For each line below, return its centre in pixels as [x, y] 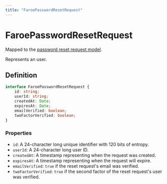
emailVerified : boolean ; [41, 111]
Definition [21, 75]
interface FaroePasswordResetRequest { [47, 87]
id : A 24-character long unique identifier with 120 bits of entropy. [81, 144]
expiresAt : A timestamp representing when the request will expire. [82, 161]
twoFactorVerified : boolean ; [45, 115]
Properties [19, 133]
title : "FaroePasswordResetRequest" [44, 10]
